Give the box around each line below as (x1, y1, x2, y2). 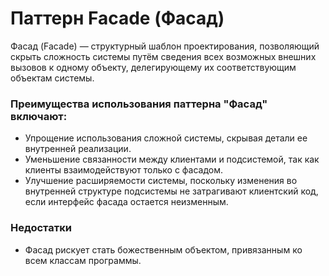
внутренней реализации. (24, 143, 132, 155)
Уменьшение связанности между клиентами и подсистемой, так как (24, 153, 320, 166)
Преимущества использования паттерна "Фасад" (10, 97, 268, 111)
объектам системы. (10, 72, 95, 84)
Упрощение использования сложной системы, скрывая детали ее (24, 132, 308, 144)
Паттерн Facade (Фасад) (10, 7, 225, 30)
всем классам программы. (24, 254, 142, 266)
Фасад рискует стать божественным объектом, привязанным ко (24, 243, 303, 256)
